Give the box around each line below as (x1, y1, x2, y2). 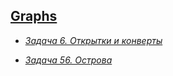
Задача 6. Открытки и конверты (24, 34, 163, 46)
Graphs (10, 8, 58, 25)
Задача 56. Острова (24, 54, 113, 66)
